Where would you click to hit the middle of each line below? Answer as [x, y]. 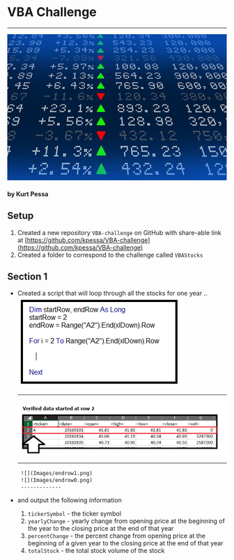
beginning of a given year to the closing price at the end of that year [125, 543]
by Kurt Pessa [28, 194]
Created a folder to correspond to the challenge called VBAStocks [110, 255]
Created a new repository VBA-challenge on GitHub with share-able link [119, 232]
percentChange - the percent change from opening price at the [117, 536]
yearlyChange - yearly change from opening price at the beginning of [126, 521]
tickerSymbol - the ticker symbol [75, 513]
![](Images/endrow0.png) [56, 480]
